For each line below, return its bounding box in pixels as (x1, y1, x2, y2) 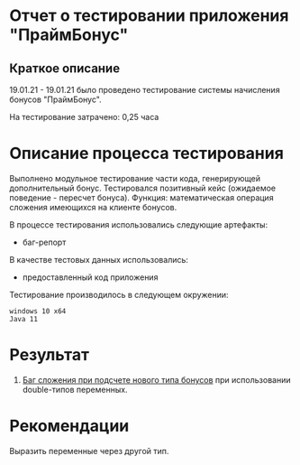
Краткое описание (9, 60, 120, 76)
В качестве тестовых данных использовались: (9, 254, 189, 265)
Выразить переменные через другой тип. (9, 445, 169, 456)
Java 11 (9, 314, 39, 323)
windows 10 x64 (9, 306, 67, 316)
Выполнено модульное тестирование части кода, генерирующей (9, 172, 261, 183)
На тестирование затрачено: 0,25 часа (9, 112, 159, 122)
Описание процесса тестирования (9, 144, 284, 163)
